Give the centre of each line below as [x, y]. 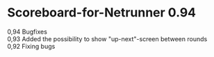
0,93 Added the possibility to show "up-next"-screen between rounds [107, 38]
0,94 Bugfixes [27, 32]
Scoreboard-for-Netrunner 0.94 [102, 13]
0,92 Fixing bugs [31, 46]
